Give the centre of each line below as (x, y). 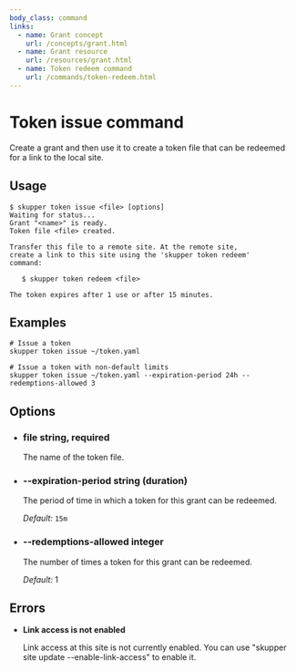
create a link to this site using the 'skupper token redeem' (130, 255)
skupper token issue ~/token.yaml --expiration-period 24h (124, 376)
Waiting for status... (52, 215)
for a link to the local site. (57, 157)
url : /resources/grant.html (79, 60)
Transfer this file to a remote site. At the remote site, (124, 247)
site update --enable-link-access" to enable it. (109, 657)
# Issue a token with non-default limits (89, 367)
